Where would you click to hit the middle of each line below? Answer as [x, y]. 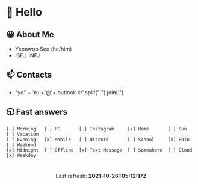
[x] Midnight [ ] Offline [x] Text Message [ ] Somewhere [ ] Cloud [99, 150]
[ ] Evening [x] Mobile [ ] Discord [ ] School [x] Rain [98, 140]
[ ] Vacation [23, 134]
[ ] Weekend [21, 145]
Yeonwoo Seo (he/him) [43, 49]
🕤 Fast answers [37, 112]
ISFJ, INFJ [27, 55]
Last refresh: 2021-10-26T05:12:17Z [101, 176]
